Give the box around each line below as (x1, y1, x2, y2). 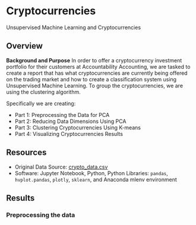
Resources (6, 147, 47, 158)
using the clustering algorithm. (6, 88, 81, 96)
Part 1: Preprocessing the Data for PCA (14, 111, 110, 118)
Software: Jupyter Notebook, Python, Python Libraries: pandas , (14, 169, 168, 176)
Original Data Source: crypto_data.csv (14, 163, 108, 170)
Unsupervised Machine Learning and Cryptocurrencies (6, 24, 141, 31)
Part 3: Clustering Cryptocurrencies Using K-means (14, 123, 141, 131)
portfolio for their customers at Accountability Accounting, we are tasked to (6, 63, 191, 70)
